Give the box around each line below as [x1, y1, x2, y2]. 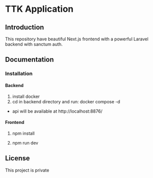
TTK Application [5, 3, 74, 15]
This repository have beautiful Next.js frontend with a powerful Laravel [5, 36, 149, 42]
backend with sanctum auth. [5, 41, 63, 47]
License [5, 154, 30, 163]
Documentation [5, 56, 54, 64]
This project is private [5, 167, 49, 173]
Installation [5, 70, 33, 77]
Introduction [5, 23, 44, 31]
